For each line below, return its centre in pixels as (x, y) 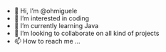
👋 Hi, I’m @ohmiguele (46, 11)
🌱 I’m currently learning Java (56, 26)
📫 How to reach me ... (47, 41)
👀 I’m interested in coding (52, 18)
